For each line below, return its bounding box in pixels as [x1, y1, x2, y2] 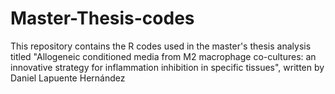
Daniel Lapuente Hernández [10, 72, 126, 84]
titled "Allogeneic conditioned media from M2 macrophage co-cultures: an [10, 50, 317, 62]
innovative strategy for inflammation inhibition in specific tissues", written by [10, 61, 325, 73]
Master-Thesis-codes [10, 7, 195, 30]
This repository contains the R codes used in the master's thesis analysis [10, 40, 312, 52]
